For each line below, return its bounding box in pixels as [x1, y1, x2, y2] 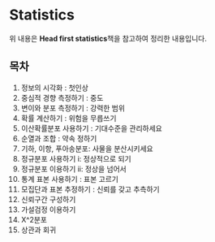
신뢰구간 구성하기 [20, 194, 76, 204]
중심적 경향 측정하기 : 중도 [20, 93, 104, 102]
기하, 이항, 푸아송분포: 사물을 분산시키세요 [20, 144, 153, 153]
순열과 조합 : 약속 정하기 [20, 133, 97, 143]
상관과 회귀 [20, 225, 57, 235]
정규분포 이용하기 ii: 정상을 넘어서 [20, 164, 127, 174]
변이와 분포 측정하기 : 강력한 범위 [20, 103, 125, 113]
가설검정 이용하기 [20, 205, 76, 214]
